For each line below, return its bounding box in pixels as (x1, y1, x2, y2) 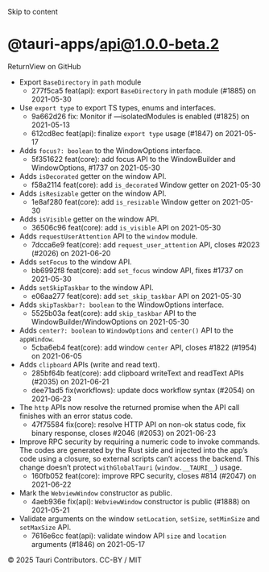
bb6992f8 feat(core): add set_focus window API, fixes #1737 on (31, 265, 243, 275)
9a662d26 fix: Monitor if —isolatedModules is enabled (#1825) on (31, 111, 250, 121)
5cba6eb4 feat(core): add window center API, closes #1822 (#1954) (31, 342, 257, 352)
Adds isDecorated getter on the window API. (19, 171, 167, 180)
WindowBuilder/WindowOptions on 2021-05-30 (31, 317, 190, 326)
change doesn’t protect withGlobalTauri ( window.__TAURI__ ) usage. (19, 462, 242, 472)
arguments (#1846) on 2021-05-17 (31, 539, 146, 549)
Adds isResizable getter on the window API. (19, 189, 167, 198)
